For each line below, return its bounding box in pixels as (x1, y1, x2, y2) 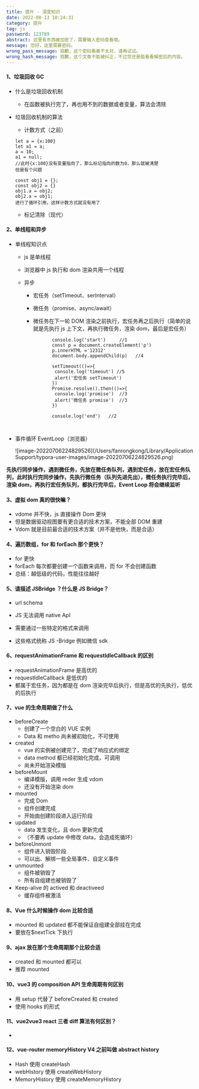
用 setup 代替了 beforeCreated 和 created (14, 995, 118, 1002)
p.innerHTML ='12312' (52, 348, 106, 354)
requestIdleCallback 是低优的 (14, 674, 87, 681)
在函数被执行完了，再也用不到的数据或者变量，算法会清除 (23, 100, 167, 107)
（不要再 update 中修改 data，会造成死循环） (23, 834, 136, 841)
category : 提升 (6, 20, 43, 26)
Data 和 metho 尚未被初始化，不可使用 (23, 732, 119, 740)
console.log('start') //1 (52, 337, 127, 343)
